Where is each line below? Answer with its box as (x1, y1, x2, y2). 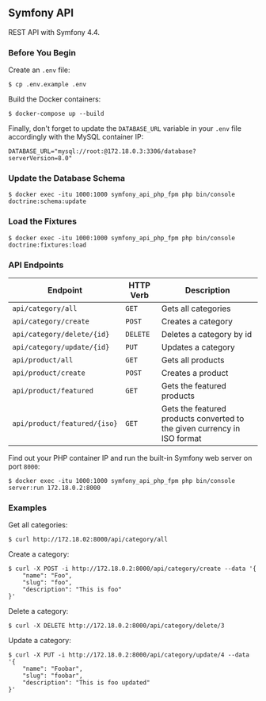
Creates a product (161, 368, 229, 378)
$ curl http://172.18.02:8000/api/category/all (8, 535, 169, 544)
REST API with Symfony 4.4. (8, 27, 101, 36)
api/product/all (12, 356, 74, 364)
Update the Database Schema (8, 173, 125, 184)
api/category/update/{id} (12, 343, 110, 351)
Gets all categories (161, 303, 231, 314)
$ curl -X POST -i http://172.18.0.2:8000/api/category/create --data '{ (8, 565, 257, 573)
